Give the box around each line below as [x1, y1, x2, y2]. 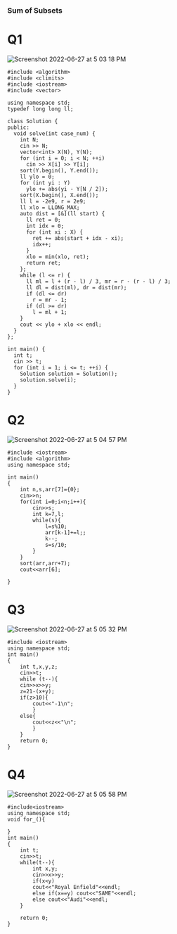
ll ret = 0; [25, 216, 61, 223]
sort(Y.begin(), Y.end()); [20, 167, 99, 174]
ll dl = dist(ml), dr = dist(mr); [25, 284, 128, 291]
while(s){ [32, 517, 61, 524]
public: [7, 124, 30, 131]
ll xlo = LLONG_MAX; [20, 203, 80, 211]
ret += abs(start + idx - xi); [32, 234, 124, 241]
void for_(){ [7, 816, 46, 823]
